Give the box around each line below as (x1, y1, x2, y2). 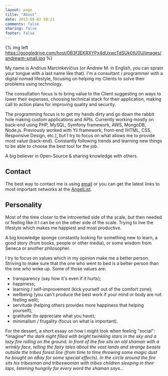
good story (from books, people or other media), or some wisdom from (5, 240, 152, 246)
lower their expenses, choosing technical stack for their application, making (5, 96, 161, 102)
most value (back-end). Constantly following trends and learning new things (5, 138, 162, 144)
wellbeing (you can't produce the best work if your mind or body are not (12, 291, 162, 297)
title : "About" (5, 12, 37, 17)
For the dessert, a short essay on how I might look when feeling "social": (5, 328, 155, 334)
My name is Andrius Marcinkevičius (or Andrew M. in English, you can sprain (5, 65, 163, 71)
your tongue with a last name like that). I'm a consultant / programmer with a (5, 70, 163, 76)
